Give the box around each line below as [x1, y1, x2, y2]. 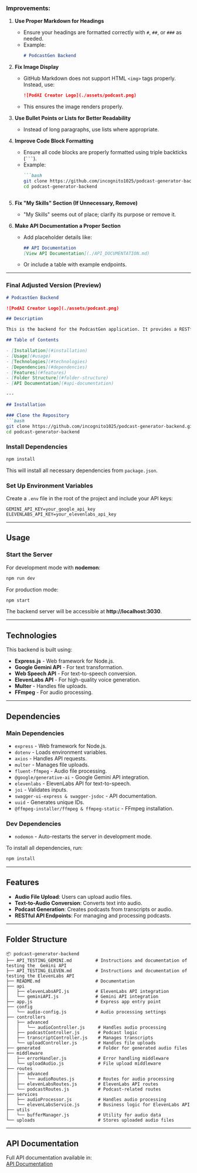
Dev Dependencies [6, 819, 62, 828]
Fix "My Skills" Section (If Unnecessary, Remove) [14, 199, 138, 207]
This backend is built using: [6, 646, 72, 653]
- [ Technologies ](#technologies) [6, 358, 88, 364]
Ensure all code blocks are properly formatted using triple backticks [23, 149, 188, 156]
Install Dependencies [6, 443, 68, 451]
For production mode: [6, 586, 59, 593]
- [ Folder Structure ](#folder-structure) [6, 375, 109, 381]
